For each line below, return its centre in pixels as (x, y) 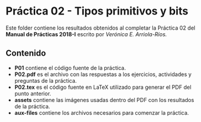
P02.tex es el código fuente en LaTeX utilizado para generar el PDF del (103, 87)
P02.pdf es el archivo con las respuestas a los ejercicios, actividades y (103, 74)
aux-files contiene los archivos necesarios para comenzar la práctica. (102, 112)
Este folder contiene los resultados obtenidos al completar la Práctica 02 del (101, 28)
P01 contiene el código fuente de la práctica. (70, 68)
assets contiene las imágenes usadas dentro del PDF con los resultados (104, 100)
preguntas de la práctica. (46, 80)
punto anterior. (33, 93)
